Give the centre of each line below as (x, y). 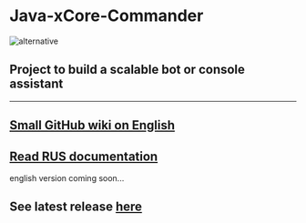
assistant (36, 84)
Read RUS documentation (84, 156)
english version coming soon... (67, 177)
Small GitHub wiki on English (92, 125)
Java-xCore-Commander (107, 16)
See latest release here (76, 207)
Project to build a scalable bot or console (127, 70)
